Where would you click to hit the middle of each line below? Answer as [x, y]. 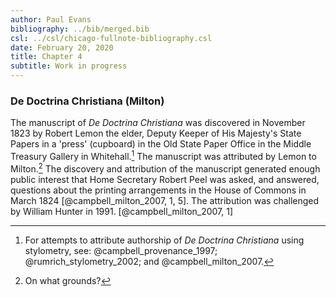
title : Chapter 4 [46, 57]
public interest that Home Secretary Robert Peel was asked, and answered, [165, 179]
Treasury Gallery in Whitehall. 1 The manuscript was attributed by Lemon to [163, 155]
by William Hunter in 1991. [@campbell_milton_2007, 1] [122, 211]
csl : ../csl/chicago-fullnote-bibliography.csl [111, 38]
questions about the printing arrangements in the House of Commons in [158, 190]
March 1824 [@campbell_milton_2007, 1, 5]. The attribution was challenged [165, 200]
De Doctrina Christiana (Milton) [87, 101]
